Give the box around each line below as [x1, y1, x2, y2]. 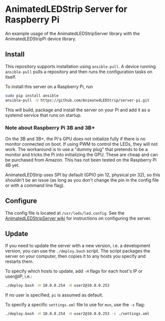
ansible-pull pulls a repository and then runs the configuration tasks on [5, 69, 153, 75]
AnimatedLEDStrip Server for [5, 3, 128, 15]
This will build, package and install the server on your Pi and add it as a [5, 107, 150, 113]
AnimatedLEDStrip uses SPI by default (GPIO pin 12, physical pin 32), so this [5, 171, 161, 177]
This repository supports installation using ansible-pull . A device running [5, 63, 156, 69]
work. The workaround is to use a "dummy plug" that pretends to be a [5, 146, 148, 152]
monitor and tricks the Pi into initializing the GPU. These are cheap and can [5, 152, 158, 158]
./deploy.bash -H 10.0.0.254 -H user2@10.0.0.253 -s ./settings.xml [5, 312, 150, 317]
